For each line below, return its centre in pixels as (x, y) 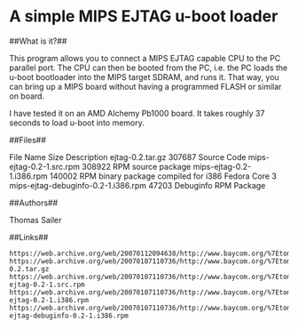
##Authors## (34, 203)
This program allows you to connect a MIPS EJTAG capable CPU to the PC (145, 58)
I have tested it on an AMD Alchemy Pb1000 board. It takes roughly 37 (137, 113)
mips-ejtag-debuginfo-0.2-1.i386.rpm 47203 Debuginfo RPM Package (137, 185)
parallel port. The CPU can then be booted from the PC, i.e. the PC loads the (149, 68)
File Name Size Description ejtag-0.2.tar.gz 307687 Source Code (128, 156)
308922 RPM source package (137, 166)
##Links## (29, 237)
